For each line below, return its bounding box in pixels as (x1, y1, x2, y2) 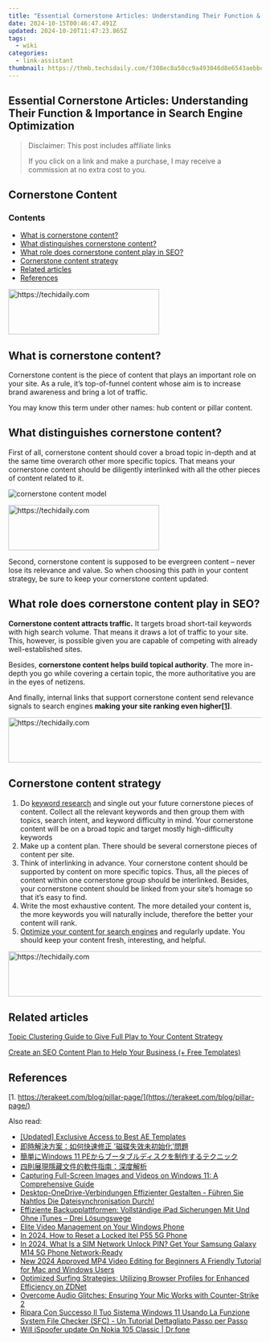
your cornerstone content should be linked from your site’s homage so (19, 883, 253, 894)
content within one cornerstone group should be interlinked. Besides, (19, 875, 249, 885)
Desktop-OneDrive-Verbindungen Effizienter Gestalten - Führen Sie (19, 1188, 244, 1198)
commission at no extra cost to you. (27, 164, 147, 174)
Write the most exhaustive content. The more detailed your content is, (19, 901, 252, 910)
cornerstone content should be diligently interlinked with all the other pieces (8, 465, 261, 474)
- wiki (15, 42, 38, 50)
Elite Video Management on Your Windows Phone (19, 1222, 185, 1232)
